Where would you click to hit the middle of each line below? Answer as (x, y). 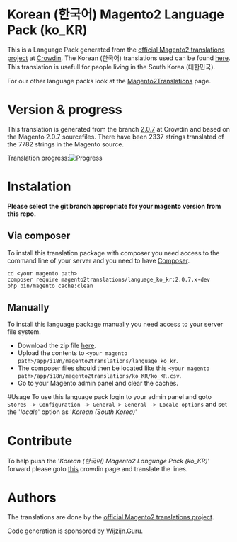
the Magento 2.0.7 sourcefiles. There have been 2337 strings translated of (116, 137)
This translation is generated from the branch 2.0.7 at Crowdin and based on (118, 129)
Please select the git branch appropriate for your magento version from (114, 206)
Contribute (40, 440)
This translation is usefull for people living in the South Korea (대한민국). (111, 67)
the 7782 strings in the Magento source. (66, 144)
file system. (24, 332)
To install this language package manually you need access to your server (115, 324)
